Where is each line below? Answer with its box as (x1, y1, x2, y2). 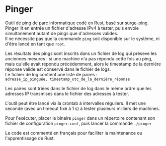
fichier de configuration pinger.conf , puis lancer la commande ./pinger (5, 120, 152, 126)
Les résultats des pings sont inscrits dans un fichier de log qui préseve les (5, 50, 157, 56)
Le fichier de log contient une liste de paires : (5, 71, 98, 77)
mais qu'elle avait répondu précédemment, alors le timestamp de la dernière (5, 61, 162, 67)
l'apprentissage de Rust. (5, 135, 55, 141)
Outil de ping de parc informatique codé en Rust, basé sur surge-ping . (5, 20, 149, 26)
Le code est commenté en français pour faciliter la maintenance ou (5, 130, 143, 136)
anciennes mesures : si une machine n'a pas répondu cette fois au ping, (5, 55, 153, 61)
